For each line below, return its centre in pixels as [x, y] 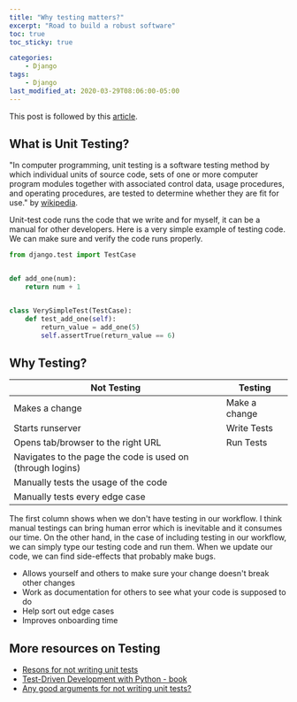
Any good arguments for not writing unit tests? [107, 689]
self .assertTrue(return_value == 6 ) [108, 336]
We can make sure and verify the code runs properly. [106, 239]
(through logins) [47, 468]
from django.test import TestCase [73, 255]
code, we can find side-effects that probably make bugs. [113, 556]
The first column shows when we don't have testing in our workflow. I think [146, 519]
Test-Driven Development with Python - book [104, 679]
